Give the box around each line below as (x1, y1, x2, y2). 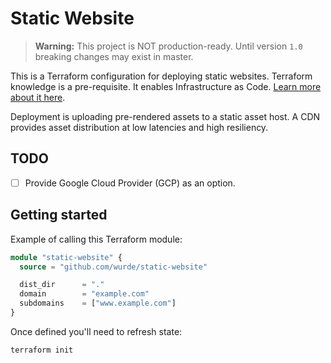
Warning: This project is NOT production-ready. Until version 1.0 (34, 40, 303, 52)
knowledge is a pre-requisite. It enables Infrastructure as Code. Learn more (10, 80, 322, 92)
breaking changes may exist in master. (34, 50, 194, 62)
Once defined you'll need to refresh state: (10, 325, 183, 337)
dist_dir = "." (19, 280, 105, 290)
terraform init (10, 345, 74, 355)
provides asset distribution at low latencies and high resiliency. (10, 121, 269, 133)
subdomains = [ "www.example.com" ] (19, 298, 177, 309)
